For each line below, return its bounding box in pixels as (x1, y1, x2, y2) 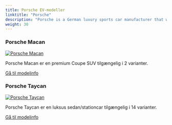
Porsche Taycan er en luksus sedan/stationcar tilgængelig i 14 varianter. (5, 104, 157, 110)
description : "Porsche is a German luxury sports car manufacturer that (5, 17, 164, 22)
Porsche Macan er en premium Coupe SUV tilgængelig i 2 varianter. (5, 60, 148, 66)
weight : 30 (5, 21, 29, 27)
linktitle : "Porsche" (5, 12, 52, 17)
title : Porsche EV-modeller (5, 7, 66, 13)
